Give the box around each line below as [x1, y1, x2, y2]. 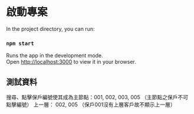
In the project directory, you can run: [6, 25, 95, 32]
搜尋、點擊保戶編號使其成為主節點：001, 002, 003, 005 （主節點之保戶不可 [6, 94, 189, 101]
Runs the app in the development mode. [6, 52, 103, 59]
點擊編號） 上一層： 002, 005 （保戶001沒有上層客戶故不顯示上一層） [6, 101, 176, 108]
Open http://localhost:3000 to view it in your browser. [6, 58, 137, 66]
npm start [6, 40, 34, 47]
